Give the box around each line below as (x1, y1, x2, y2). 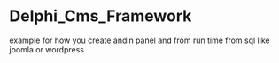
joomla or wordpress (9, 44, 84, 54)
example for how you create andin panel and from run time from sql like (9, 35, 270, 45)
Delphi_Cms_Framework (9, 6, 192, 26)
